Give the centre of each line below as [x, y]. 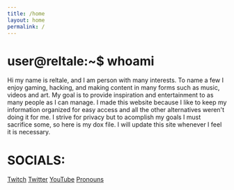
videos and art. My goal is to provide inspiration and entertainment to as [110, 95]
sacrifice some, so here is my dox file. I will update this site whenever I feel [115, 125]
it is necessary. [29, 132]
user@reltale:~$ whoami [81, 61]
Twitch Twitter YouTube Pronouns [56, 180]
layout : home [26, 20]
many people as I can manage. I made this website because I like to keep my [117, 102]
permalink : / [26, 26]
